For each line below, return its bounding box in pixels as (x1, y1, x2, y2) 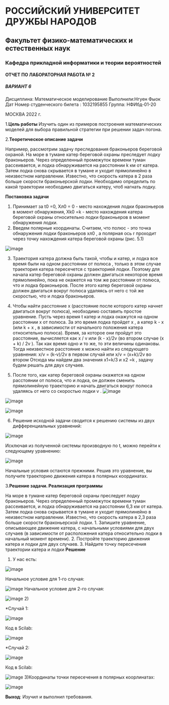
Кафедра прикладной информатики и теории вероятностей (5, 59, 161, 66)
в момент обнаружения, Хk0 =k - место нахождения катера (12, 209, 143, 215)
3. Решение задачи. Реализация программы (5, 483, 103, 489)
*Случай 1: (5, 606, 29, 612)
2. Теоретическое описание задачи (5, 136, 83, 142)
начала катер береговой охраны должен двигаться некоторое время (12, 272, 163, 278)
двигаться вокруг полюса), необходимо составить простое (12, 308, 142, 314)
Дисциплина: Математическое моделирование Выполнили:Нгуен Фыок (5, 96, 161, 102)
